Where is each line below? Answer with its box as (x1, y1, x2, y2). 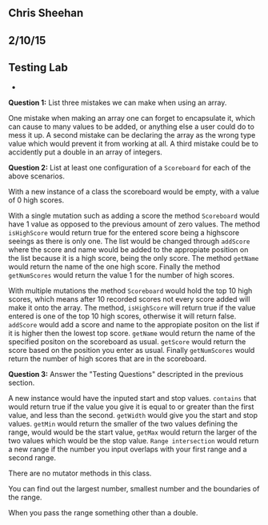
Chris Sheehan (8, 6, 84, 20)
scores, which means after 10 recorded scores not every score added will (8, 294, 250, 303)
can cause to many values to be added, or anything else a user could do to (8, 122, 254, 131)
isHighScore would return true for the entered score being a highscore (8, 227, 240, 237)
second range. (8, 452, 56, 463)
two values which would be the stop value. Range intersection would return (8, 435, 259, 445)
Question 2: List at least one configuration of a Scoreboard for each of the (8, 162, 251, 172)
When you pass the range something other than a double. (8, 507, 198, 517)
